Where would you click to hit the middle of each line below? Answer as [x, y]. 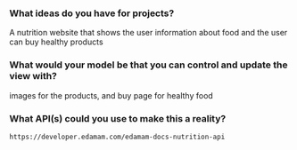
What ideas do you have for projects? [92, 13]
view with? [33, 76]
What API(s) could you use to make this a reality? [118, 118]
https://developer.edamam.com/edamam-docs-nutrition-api [117, 137]
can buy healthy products [57, 42]
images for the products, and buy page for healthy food [111, 95]
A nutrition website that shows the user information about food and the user [148, 33]
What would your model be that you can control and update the [148, 65]
